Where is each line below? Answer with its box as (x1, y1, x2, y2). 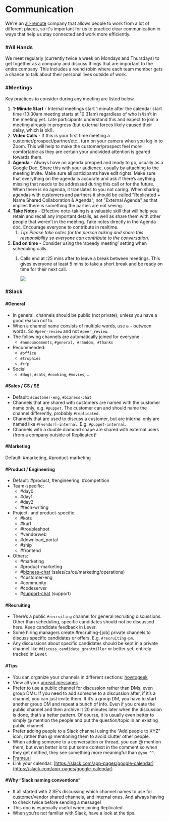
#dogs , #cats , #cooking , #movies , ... (20, 371, 91, 377)
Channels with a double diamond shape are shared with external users (12, 426, 159, 432)
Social (12, 366, 26, 372)
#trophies (20, 356, 41, 361)
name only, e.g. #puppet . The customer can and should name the (12, 404, 147, 411)
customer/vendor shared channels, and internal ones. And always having (12, 794, 164, 800)
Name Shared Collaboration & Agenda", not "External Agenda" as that (12, 197, 158, 203)
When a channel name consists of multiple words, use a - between (12, 323, 152, 329)
